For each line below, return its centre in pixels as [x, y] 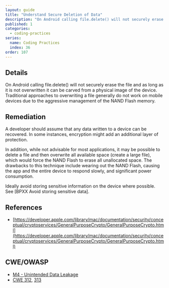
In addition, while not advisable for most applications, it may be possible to [83, 150]
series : [13, 38]
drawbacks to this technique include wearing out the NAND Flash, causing [82, 166]
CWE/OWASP [27, 262]
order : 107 [17, 52]
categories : [18, 29]
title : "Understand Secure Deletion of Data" [54, 15]
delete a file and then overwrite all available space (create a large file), [78, 155]
